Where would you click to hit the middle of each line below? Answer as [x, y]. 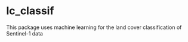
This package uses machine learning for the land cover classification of [94, 27]
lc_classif [30, 11]
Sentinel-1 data [25, 33]
